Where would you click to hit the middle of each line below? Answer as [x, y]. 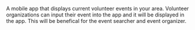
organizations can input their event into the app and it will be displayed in [95, 15]
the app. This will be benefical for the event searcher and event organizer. [96, 21]
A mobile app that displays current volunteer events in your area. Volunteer [97, 9]
